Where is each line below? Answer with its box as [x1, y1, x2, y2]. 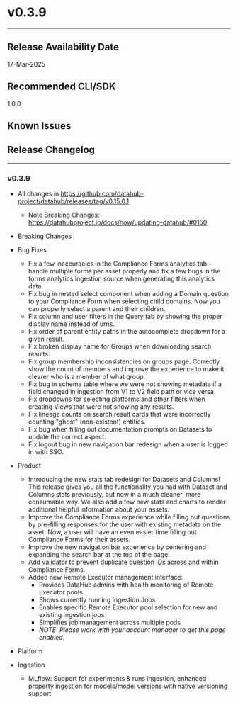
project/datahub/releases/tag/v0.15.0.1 [17, 197, 130, 205]
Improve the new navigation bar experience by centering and [28, 543, 207, 551]
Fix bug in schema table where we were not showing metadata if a [28, 380, 222, 388]
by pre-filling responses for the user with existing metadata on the [28, 520, 222, 529]
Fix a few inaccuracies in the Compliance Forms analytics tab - [28, 259, 212, 268]
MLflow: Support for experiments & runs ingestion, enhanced [28, 675, 207, 683]
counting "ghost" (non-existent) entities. [28, 417, 147, 426]
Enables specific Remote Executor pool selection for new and [38, 603, 218, 611]
